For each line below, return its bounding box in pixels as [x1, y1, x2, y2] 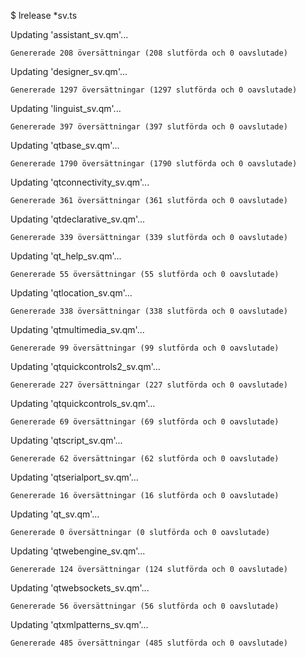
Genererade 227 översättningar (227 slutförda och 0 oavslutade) [10, 380, 288, 390]
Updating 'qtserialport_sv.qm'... [10, 471, 139, 483]
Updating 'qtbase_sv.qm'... [10, 140, 120, 151]
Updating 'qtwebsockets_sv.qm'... [10, 582, 150, 594]
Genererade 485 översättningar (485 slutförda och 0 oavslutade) [10, 638, 288, 648]
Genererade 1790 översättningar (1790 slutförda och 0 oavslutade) [10, 159, 298, 169]
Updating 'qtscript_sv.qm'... [10, 435, 123, 446]
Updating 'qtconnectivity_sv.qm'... [10, 176, 150, 188]
